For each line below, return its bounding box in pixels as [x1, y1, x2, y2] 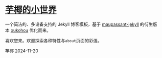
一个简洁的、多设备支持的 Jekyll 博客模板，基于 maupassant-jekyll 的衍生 [5, 21, 153, 27]
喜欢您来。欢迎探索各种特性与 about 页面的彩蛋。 [5, 37, 102, 43]
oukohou [10, 27, 28, 33]
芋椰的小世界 [5, 4, 57, 15]
